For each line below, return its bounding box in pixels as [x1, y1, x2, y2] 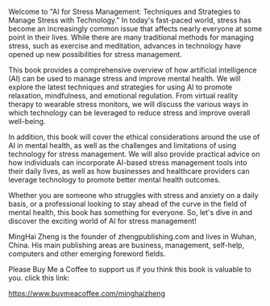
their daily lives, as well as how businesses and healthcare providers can [8, 167, 250, 176]
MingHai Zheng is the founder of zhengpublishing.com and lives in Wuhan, [8, 232, 256, 241]
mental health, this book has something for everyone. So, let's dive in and [8, 208, 252, 217]
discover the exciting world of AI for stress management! [8, 217, 197, 225]
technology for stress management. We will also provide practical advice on [8, 149, 260, 159]
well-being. [8, 117, 46, 126]
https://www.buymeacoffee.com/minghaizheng [8, 289, 165, 298]
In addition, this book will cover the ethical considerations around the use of [8, 132, 260, 142]
